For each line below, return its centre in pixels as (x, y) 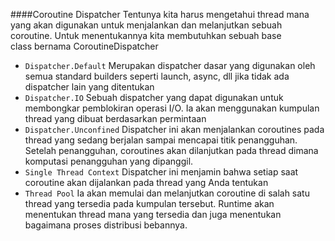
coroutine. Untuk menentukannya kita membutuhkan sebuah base (146, 35)
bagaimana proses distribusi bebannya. (106, 225)
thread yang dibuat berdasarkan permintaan (115, 118)
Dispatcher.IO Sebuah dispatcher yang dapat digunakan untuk (154, 97)
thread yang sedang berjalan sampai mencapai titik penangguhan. (161, 140)
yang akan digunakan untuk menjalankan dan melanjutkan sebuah (146, 25)
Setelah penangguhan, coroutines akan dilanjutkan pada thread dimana (171, 150)
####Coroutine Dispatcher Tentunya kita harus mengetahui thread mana (160, 14)
